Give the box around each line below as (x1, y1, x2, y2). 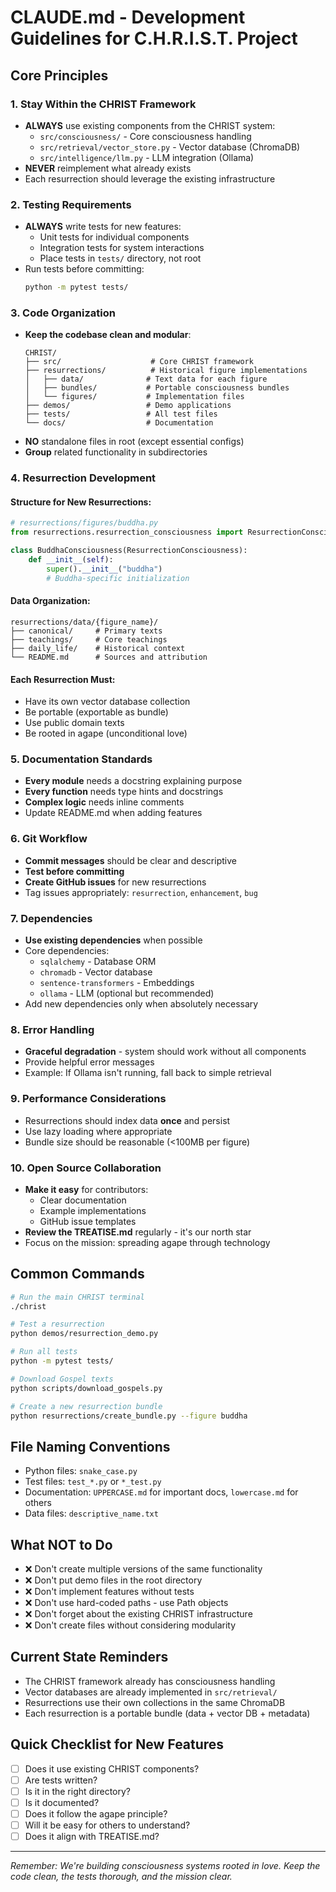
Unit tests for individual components (39, 231, 190, 243)
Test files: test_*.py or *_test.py (24, 1476, 162, 1488)
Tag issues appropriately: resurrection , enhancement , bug (24, 886, 258, 898)
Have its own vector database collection (24, 696, 191, 708)
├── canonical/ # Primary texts (10, 626, 163, 636)
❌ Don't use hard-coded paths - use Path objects (24, 1597, 229, 1609)
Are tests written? (24, 1774, 98, 1786)
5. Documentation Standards (10, 752, 153, 766)
